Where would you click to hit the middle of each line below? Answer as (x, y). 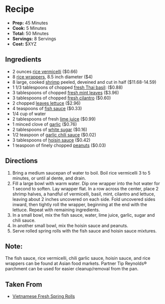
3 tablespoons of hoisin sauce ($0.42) (51, 140)
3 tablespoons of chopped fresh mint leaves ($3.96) (66, 92)
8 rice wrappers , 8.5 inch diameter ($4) (53, 77)
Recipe (20, 9)
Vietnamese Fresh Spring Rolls (44, 297)
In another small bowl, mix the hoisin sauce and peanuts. (70, 225)
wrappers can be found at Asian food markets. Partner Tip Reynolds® (76, 263)
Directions (22, 161)
